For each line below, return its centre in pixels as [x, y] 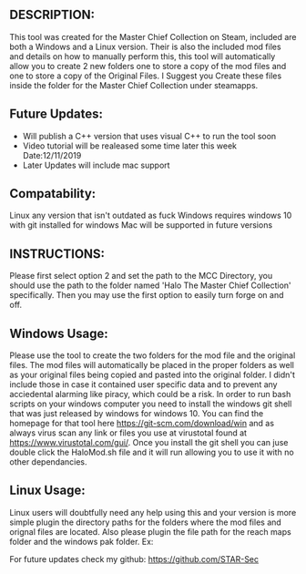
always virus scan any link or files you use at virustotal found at [128, 433]
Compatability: [53, 194]
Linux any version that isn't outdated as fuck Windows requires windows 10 [151, 215]
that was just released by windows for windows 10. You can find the [137, 414]
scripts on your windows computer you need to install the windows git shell [151, 404]
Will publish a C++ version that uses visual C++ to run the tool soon [149, 136]
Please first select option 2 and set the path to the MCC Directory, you [141, 276]
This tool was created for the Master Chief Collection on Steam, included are [153, 36]
